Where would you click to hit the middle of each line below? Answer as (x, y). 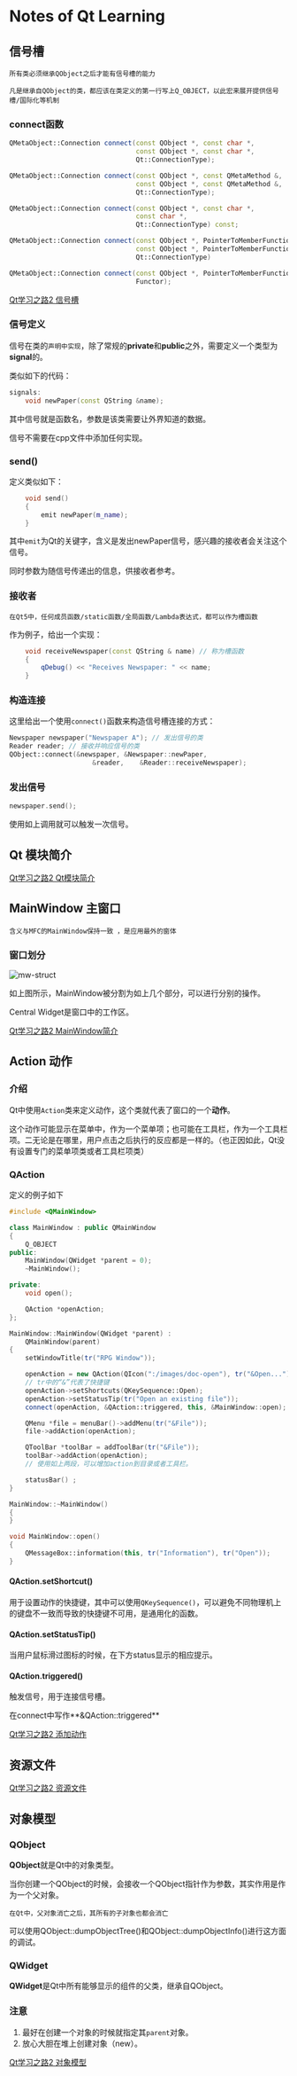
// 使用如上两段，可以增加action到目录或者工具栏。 (109, 1464)
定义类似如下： (36, 482)
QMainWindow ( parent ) (63, 1342)
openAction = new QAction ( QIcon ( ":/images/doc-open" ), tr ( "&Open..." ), (160, 1375)
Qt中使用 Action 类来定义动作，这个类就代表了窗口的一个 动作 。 (122, 1109)
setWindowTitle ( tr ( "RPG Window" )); (91, 1359)
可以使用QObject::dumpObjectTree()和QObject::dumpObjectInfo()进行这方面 (148, 1931)
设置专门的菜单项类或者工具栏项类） (82, 1151)
